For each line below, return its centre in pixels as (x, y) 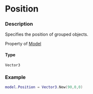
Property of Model (23, 44)
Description (19, 24)
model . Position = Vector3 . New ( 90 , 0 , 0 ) (44, 87)
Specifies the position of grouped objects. (46, 34)
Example (15, 77)
